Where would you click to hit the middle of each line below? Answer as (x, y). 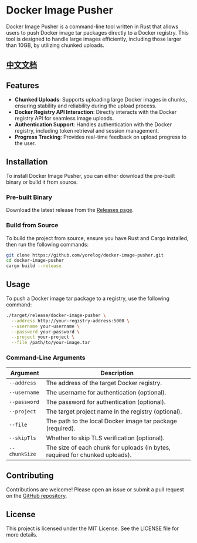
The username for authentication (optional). (106, 392)
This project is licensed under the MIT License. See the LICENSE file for (93, 528)
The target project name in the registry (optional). (114, 412)
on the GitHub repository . (37, 496)
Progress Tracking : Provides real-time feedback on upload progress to (100, 137)
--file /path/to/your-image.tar (51, 343)
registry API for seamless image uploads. (64, 119)
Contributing (30, 475)
